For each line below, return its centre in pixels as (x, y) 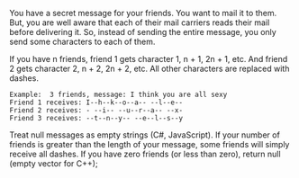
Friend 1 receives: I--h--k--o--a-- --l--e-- (96, 102)
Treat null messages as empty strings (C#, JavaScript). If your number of (145, 135)
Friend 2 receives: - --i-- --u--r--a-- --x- (96, 111)
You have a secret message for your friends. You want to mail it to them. (143, 13)
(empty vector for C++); (54, 164)
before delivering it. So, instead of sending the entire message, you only (143, 32)
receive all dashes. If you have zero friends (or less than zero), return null (145, 154)
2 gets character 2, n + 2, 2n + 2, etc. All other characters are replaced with (149, 68)
